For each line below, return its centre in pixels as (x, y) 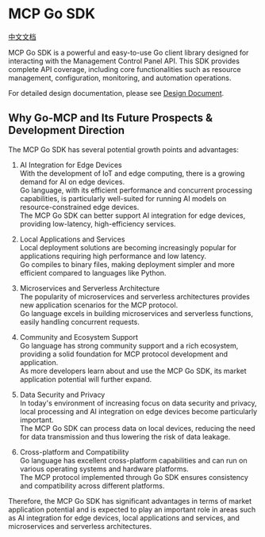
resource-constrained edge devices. (79, 207)
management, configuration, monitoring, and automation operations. (120, 78)
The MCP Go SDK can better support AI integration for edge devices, (132, 215)
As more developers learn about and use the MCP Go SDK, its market (133, 371)
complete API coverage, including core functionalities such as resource (125, 69)
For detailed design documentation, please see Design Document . (116, 93)
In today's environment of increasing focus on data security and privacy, (138, 403)
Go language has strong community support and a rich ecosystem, (129, 345)
